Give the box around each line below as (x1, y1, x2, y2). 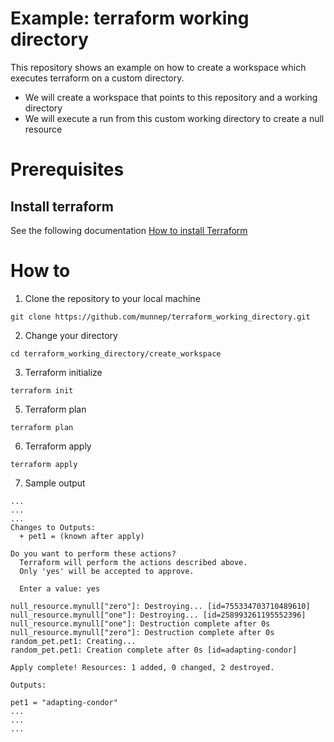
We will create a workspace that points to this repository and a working (24, 91, 318, 103)
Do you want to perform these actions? (10, 548, 177, 559)
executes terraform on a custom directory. (10, 72, 185, 84)
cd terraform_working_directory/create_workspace (10, 348, 222, 359)
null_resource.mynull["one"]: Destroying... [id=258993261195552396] (10, 610, 307, 620)
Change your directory (24, 329, 118, 341)
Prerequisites (10, 158, 125, 181)
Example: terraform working (10, 7, 250, 30)
